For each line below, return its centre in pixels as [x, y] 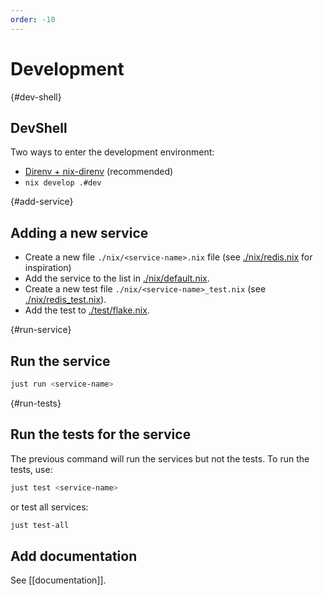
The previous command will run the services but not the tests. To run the [160, 458]
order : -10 [33, 19]
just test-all [40, 525]
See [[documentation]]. [58, 580]
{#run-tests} [36, 403]
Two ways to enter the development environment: [112, 152]
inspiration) [48, 268]
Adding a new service [79, 232]
